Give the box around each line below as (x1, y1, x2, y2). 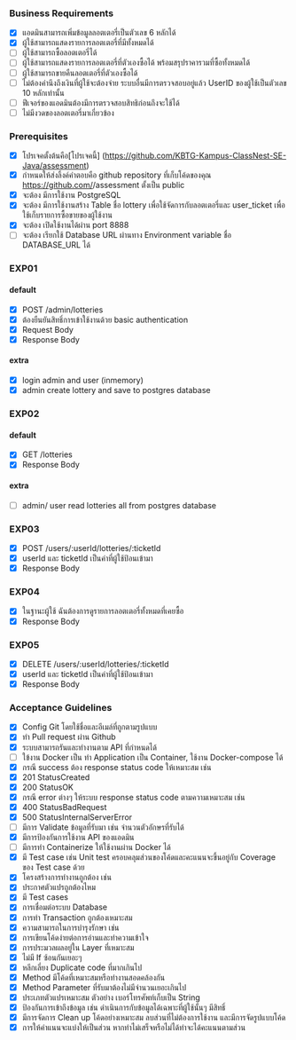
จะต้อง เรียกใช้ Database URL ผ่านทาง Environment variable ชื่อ (21, 230, 232, 240)
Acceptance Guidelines (9, 702, 113, 713)
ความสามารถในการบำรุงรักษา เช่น (21, 922, 120, 933)
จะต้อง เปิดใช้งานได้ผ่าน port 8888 (21, 220, 129, 231)
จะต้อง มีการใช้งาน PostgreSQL (21, 190, 121, 201)
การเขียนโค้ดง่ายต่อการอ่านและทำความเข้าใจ (21, 932, 149, 942)
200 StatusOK (21, 782, 74, 792)
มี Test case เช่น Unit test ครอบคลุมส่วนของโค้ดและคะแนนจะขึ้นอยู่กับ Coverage (21, 852, 277, 863)
